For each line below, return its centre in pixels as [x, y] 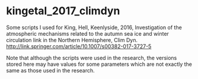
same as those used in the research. [50, 70]
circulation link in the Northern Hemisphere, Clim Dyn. [72, 40]
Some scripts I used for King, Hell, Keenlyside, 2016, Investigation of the [94, 27]
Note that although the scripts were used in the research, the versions [92, 58]
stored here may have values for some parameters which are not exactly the [99, 64]
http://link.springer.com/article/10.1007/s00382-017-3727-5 [79, 46]
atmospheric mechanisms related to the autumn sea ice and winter [87, 33]
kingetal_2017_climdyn [63, 11]
